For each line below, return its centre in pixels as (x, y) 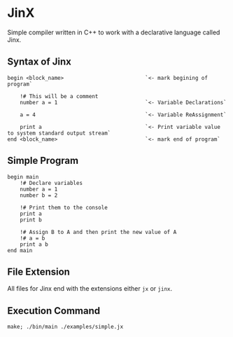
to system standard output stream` (59, 133)
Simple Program (43, 161)
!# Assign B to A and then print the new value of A (98, 232)
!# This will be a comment (59, 96)
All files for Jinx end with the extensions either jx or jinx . (90, 289)
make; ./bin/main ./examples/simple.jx (65, 327)
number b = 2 (39, 195)
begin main (23, 177)
